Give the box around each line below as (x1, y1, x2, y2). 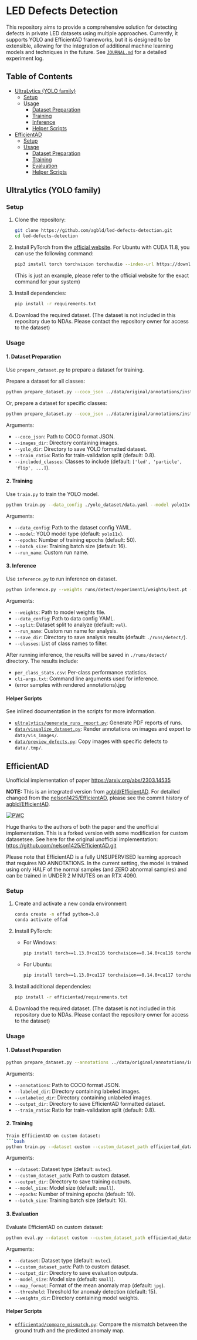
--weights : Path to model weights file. (14, 609, 106, 616)
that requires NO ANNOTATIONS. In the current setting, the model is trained (6, 859, 189, 866)
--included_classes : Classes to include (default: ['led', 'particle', (14, 458, 183, 465)
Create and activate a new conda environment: (14, 900, 128, 907)
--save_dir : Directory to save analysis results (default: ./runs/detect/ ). (14, 633, 188, 640)
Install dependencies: (14, 289, 67, 297)
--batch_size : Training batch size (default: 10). (14, 1197, 127, 1204)
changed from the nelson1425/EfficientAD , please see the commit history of (6, 794, 189, 801)
